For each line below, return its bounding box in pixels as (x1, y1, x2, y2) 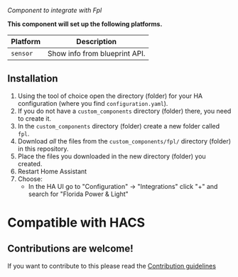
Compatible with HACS (7, 214, 146, 230)
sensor (11, 50, 33, 58)
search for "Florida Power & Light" (28, 190, 129, 198)
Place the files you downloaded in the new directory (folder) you (17, 152, 206, 161)
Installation (7, 72, 58, 85)
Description (76, 37, 117, 46)
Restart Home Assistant (17, 167, 87, 175)
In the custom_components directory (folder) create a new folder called (17, 121, 220, 130)
